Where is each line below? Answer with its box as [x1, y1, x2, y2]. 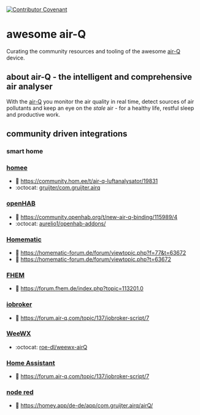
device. [6, 54, 25, 61]
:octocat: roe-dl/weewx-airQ [15, 343, 88, 351]
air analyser [6, 82, 53, 92]
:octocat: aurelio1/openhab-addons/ [15, 220, 106, 227]
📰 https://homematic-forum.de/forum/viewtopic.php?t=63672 [15, 255, 172, 263]
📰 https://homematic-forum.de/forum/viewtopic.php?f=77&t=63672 [15, 249, 187, 256]
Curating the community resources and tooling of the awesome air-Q [6, 47, 181, 55]
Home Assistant [6, 359, 55, 367]
